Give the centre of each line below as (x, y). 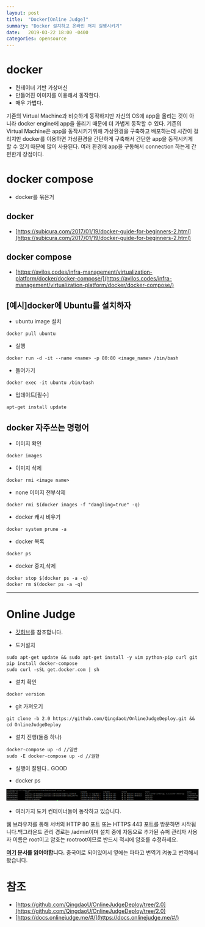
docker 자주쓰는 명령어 (48, 428)
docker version (26, 694)
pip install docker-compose (42, 664)
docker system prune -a (37, 530)
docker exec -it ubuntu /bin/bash (50, 383)
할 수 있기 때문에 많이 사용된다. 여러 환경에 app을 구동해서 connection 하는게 (98, 146)
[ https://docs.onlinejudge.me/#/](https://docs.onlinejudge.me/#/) (97, 918)
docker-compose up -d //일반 (42, 750)
